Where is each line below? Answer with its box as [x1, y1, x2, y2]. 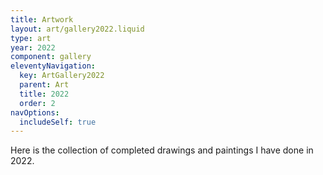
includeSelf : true [19, 117, 97, 127]
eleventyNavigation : [10, 61, 97, 71]
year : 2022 [10, 42, 56, 53]
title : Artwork [10, 14, 74, 25]
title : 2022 [19, 89, 70, 99]
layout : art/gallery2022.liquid [10, 24, 145, 34]
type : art [10, 33, 52, 43]
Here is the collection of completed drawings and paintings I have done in [10, 144, 314, 156]
